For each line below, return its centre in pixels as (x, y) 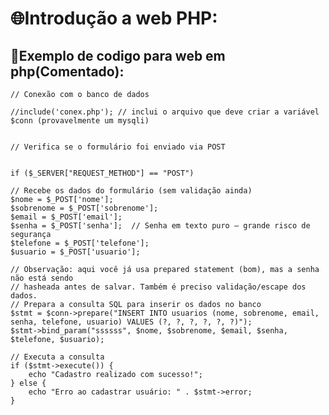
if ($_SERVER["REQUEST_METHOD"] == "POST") (102, 173)
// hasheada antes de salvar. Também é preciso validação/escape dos (158, 287)
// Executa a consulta (57, 357)
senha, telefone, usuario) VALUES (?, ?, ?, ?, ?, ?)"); (131, 322)
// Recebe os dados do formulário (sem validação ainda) (131, 191)
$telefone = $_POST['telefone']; (80, 243)
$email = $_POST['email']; (66, 217)
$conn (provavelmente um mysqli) (80, 121)
